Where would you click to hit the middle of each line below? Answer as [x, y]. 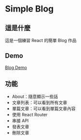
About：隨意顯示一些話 [35, 96]
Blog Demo [16, 67]
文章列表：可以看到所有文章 [40, 102]
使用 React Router [30, 114]
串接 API [20, 120]
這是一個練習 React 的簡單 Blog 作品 [41, 40]
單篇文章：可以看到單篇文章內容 [44, 108]
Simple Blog [29, 9]
